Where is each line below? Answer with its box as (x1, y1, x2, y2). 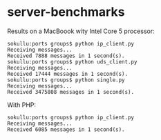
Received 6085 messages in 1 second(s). (7, 126, 126, 133)
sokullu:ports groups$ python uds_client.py (7, 58, 138, 66)
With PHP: (7, 101, 37, 109)
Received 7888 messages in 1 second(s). (7, 52, 126, 59)
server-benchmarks (7, 4, 125, 20)
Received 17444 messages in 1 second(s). (7, 70, 129, 77)
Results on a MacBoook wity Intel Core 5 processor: (7, 27, 155, 35)
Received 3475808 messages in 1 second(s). (7, 88, 135, 95)
